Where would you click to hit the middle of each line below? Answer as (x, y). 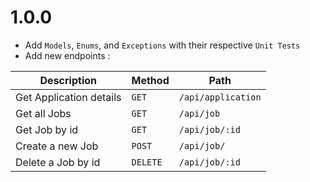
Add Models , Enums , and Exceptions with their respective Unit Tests (162, 45)
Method (150, 80)
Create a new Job (57, 146)
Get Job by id (47, 129)
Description (68, 80)
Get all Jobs (43, 113)
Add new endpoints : (67, 55)
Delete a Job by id (58, 162)
